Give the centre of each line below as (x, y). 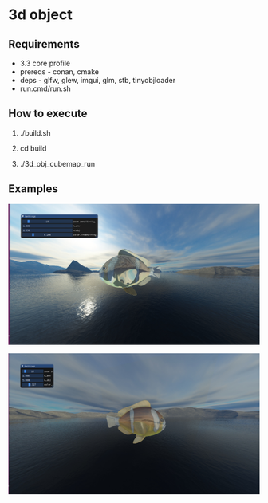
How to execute (48, 114)
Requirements (44, 44)
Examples (33, 189)
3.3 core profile (45, 63)
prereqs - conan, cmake (59, 72)
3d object (41, 15)
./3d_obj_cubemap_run (57, 163)
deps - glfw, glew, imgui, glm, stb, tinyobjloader (98, 80)
